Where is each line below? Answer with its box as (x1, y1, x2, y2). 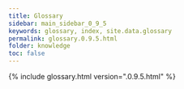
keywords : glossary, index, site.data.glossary (8, 27, 173, 35)
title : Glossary (8, 11, 63, 20)
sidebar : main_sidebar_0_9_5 (8, 19, 107, 28)
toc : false (8, 49, 45, 57)
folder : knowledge (8, 42, 71, 50)
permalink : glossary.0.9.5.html (8, 34, 118, 43)
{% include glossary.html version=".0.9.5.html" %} (8, 72, 176, 81)
